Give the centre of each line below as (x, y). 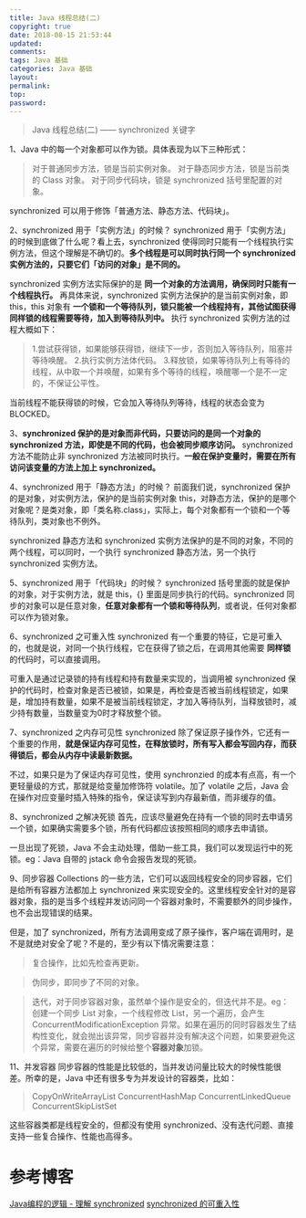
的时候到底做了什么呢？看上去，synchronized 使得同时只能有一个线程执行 (148, 242)
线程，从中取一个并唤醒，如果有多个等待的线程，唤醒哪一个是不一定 (159, 372)
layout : (24, 78)
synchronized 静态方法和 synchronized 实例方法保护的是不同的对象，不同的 (152, 541)
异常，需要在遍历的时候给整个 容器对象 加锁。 (123, 1047)
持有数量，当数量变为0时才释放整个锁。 (92, 713)
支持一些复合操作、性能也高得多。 (73, 1137)
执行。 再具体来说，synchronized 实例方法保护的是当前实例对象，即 (161, 295)
